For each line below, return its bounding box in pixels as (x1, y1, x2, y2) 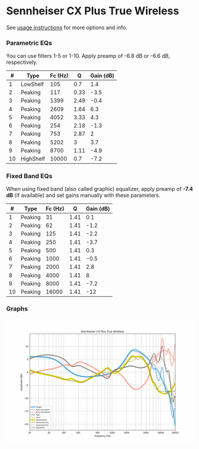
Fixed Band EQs (6, 172, 52, 180)
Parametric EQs (6, 39, 52, 47)
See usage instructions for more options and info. (6, 24, 128, 31)
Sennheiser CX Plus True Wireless (6, 4, 179, 18)
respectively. (6, 58, 38, 66)
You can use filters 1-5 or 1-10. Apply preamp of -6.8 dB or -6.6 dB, (6, 52, 170, 60)
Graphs (6, 305, 28, 313)
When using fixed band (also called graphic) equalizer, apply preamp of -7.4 (6, 185, 194, 193)
